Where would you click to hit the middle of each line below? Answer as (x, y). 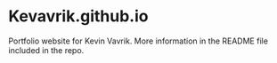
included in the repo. (46, 50)
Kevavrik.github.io (78, 16)
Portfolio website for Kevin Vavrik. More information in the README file (138, 41)
